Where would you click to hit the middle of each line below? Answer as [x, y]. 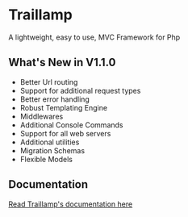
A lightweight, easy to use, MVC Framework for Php [94, 37]
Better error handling [55, 99]
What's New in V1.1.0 [62, 63]
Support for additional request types [80, 90]
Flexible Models [46, 159]
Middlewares [42, 116]
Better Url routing [49, 81]
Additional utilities [50, 142]
